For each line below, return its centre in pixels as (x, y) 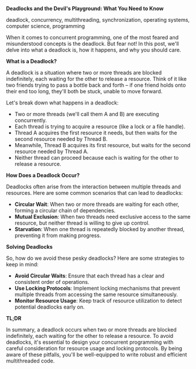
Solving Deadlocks (29, 247)
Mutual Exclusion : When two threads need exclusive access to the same (102, 217)
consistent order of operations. (52, 282)
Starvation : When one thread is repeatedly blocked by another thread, (99, 229)
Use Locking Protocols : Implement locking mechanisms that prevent (97, 288)
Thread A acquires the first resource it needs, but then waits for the (96, 133)
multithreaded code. (30, 361)
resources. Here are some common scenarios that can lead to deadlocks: (94, 193)
